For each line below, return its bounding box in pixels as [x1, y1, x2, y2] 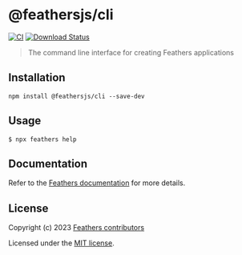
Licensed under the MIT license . [8, 238, 115, 248]
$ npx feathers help [8, 135, 78, 144]
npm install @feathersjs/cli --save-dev [8, 92, 146, 100]
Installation [8, 71, 66, 85]
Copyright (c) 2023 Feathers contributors [8, 223, 145, 233]
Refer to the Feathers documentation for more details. [8, 178, 186, 188]
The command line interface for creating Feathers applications [27, 47, 235, 57]
